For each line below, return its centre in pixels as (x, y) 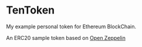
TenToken (31, 10)
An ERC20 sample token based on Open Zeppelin (66, 38)
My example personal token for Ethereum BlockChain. (71, 26)
